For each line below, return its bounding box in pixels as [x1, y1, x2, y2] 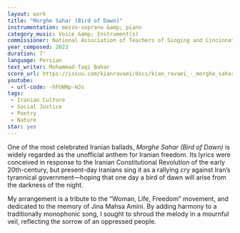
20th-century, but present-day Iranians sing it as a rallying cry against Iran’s [7, 165, 231, 174]
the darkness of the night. [7, 180, 84, 189]
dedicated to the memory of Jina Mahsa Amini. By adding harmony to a [7, 202, 217, 210]
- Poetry [10, 110, 37, 117]
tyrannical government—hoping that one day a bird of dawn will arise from [7, 172, 226, 182]
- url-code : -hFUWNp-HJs [10, 83, 84, 90]
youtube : [7, 76, 34, 84]
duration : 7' [7, 51, 46, 58]
